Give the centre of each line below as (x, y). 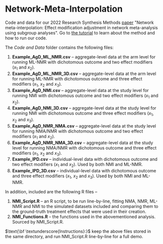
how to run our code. (26, 38)
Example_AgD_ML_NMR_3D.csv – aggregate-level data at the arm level (84, 74)
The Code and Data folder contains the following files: (59, 47)
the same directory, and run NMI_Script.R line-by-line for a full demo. (74, 236)
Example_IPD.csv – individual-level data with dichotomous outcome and (85, 159)
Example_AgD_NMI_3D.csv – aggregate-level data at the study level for (84, 108)
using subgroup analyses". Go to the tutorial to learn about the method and (80, 33)
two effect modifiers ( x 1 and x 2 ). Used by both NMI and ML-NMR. (77, 165)
